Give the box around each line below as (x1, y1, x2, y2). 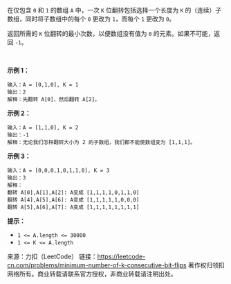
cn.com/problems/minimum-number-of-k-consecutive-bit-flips (7, 261, 187, 269)
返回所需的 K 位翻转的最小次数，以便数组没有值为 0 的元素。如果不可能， (7, 30, 214, 37)
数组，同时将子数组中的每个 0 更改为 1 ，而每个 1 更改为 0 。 (7, 15, 176, 23)
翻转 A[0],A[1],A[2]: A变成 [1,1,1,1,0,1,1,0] (7, 189, 140, 196)
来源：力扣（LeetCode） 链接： (7, 252, 98, 260)
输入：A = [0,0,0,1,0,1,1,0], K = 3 (7, 167, 110, 174)
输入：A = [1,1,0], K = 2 (7, 124, 79, 131)
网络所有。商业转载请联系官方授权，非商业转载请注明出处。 (7, 269, 177, 278)
